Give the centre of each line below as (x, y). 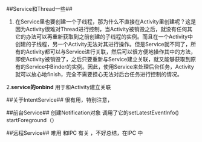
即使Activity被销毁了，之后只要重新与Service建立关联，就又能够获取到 (103, 59)
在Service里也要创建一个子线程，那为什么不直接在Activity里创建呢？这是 (106, 22)
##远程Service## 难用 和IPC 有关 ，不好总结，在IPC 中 (75, 133)
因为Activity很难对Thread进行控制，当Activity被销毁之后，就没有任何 (101, 29)
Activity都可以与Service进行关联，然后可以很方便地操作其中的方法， (111, 52)
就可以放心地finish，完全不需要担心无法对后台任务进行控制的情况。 (99, 74)
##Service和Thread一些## (39, 9)
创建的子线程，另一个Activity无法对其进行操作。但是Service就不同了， (103, 44)
